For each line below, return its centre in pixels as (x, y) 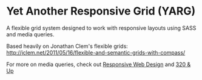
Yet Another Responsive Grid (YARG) (101, 11)
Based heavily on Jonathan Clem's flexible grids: (67, 46)
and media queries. (30, 34)
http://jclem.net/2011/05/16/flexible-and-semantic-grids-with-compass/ (96, 52)
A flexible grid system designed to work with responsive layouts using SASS (101, 28)
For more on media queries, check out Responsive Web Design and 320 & (99, 64)
